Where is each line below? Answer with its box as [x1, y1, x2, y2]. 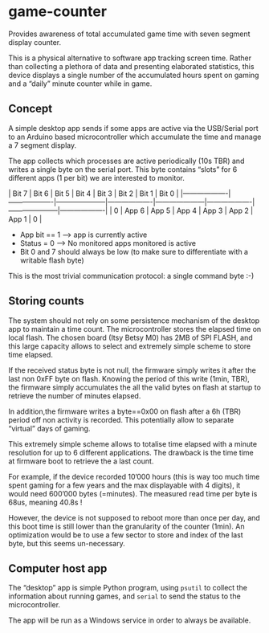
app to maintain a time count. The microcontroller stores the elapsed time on [8, 324, 262, 333]
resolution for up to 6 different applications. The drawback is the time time [8, 447, 255, 457]
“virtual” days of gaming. [8, 423, 91, 433]
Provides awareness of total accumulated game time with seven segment [8, 29, 251, 39]
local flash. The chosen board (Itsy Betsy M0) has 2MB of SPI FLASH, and [8, 333, 253, 342]
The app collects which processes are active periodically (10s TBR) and [8, 156, 245, 165]
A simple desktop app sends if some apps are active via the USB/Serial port [8, 123, 259, 133]
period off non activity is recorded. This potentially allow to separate [8, 415, 234, 424]
